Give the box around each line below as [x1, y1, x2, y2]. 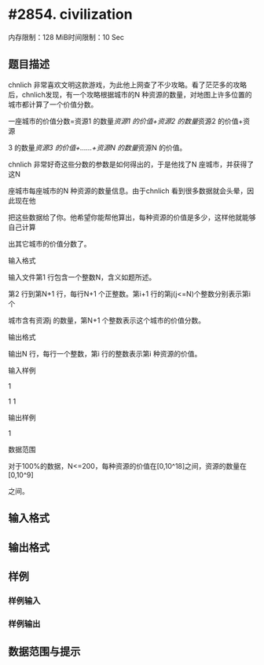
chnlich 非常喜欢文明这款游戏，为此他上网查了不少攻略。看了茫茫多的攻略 [8, 80, 247, 90]
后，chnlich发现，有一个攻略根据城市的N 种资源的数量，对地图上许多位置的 [8, 90, 253, 99]
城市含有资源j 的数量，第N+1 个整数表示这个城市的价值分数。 [8, 316, 206, 325]
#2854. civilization [8, 5, 133, 24]
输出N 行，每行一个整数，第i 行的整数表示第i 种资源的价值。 [8, 349, 202, 358]
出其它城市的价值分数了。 [8, 239, 91, 248]
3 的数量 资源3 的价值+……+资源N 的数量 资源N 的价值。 [8, 143, 187, 152]
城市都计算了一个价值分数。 [8, 100, 98, 109]
